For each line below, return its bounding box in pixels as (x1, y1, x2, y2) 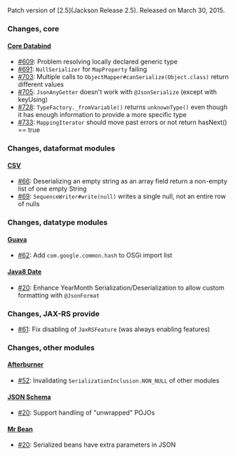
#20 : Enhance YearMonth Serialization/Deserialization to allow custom (17, 283, 225, 292)
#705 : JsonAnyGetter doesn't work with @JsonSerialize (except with (17, 88, 217, 96)
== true (17, 126, 41, 134)
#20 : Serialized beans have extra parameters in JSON (17, 440, 176, 449)
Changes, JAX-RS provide (7, 308, 100, 318)
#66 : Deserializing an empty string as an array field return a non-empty (17, 177, 228, 186)
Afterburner (7, 360, 44, 369)
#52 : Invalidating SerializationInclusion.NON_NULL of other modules (17, 376, 220, 385)
